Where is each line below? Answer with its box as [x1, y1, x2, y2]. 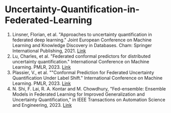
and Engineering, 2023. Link [12, 102, 72, 108]
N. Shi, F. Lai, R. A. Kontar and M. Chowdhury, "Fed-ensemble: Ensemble [12, 85, 166, 92]
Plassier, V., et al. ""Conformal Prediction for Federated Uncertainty [12, 69, 155, 75]
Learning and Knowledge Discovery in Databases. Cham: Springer [12, 42, 152, 48]
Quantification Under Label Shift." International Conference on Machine [12, 75, 163, 81]
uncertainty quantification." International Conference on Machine [12, 58, 149, 64]
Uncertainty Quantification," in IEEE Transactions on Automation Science [12, 96, 166, 103]
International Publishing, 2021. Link [12, 48, 87, 54]
